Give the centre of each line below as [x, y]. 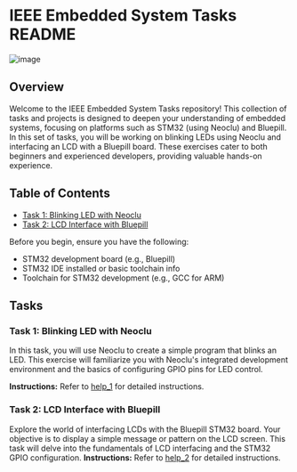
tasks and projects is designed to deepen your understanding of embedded [148, 118]
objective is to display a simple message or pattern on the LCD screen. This [148, 438]
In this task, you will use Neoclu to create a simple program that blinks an [143, 350]
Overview [37, 87]
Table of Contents [60, 194]
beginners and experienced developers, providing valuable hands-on [136, 156]
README [43, 34]
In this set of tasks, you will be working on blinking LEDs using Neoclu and [145, 137]
